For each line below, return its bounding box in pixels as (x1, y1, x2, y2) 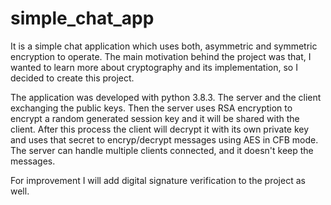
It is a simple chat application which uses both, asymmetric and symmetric (10, 40, 318, 52)
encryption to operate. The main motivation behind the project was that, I (10, 50, 312, 62)
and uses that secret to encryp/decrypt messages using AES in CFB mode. (10, 133, 319, 146)
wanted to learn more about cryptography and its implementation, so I (10, 61, 298, 73)
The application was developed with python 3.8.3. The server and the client (10, 91, 322, 103)
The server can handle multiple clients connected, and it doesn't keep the (10, 144, 314, 156)
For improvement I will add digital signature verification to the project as (10, 174, 306, 186)
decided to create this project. (10, 72, 135, 84)
